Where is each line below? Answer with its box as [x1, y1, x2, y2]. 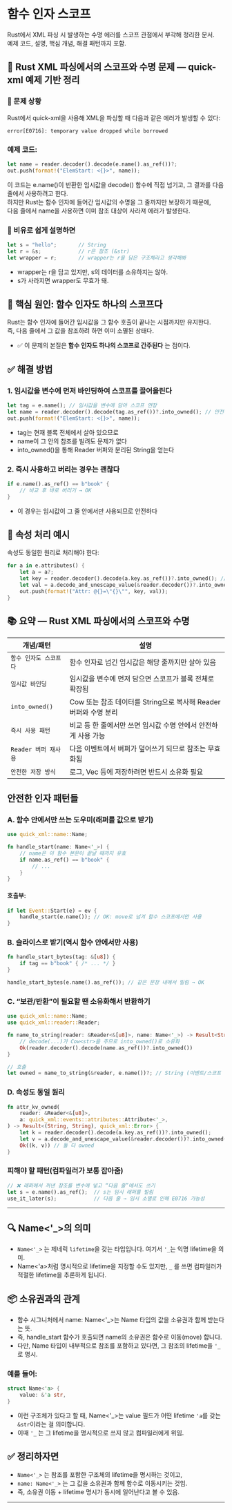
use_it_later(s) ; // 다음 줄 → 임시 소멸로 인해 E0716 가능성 [7, 1195, 205, 1202]
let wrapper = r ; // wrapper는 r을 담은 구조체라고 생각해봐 [7, 254, 186, 261]
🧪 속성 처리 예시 [7, 529, 70, 541]
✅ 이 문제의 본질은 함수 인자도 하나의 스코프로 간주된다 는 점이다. [17, 341, 191, 349]
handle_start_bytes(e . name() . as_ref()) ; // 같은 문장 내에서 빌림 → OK [7, 979, 205, 986]
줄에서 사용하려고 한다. [7, 189, 68, 197]
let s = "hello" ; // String [7, 241, 107, 249]
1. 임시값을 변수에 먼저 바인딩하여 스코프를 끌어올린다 [7, 386, 173, 396]
